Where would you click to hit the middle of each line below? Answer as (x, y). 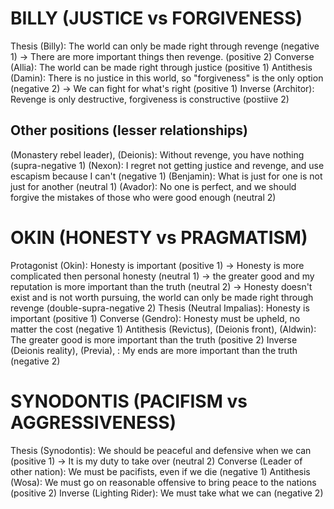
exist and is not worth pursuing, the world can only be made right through (162, 297)
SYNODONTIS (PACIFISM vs (129, 401)
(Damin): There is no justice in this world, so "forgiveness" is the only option (167, 78)
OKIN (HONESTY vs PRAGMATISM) (159, 237)
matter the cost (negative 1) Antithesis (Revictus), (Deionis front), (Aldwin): (163, 329)
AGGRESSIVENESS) (93, 422)
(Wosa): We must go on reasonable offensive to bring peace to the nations (163, 482)
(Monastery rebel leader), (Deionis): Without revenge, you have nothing (157, 154)
